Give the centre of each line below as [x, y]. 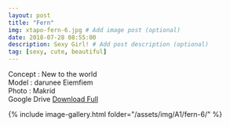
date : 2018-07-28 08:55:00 [52, 37]
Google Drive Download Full [53, 99]
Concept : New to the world [53, 74]
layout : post [29, 15]
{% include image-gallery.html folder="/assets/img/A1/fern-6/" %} [115, 114]
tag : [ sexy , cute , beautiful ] [58, 52]
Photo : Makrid [32, 91]
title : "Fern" [31, 23]
